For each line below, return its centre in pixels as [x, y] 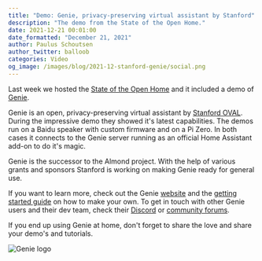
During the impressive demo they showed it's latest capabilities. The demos [131, 121]
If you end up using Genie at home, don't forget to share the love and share [130, 225]
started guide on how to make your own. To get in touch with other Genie [127, 201]
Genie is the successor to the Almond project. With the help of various [122, 161]
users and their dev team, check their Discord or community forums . [119, 210]
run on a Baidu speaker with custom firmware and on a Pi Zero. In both [123, 129]
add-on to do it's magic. [47, 145]
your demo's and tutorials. [50, 233]
